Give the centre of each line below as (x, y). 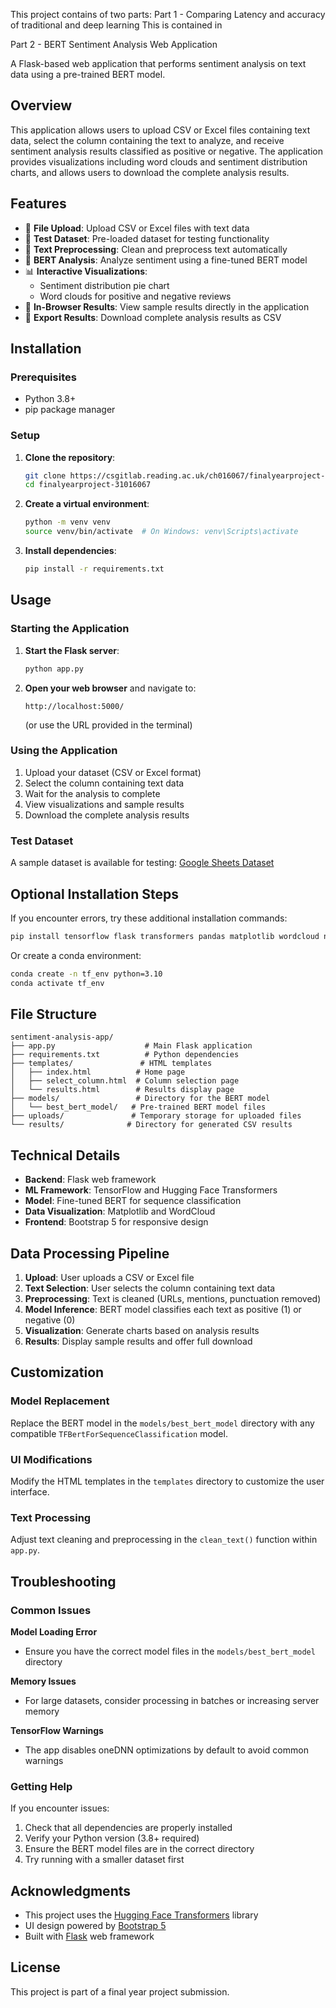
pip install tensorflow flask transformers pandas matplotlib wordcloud (165, 936)
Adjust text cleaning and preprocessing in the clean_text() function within (164, 1540)
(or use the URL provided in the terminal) (108, 725)
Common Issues (51, 1610)
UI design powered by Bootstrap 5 (95, 1926)
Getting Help (41, 1786)
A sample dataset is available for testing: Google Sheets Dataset (142, 863)
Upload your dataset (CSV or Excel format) (113, 772)
